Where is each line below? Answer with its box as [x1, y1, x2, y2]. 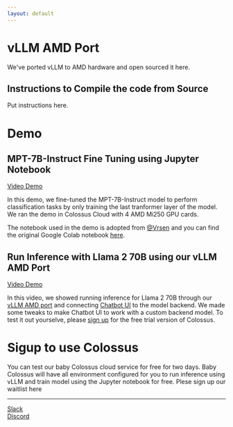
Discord [7, 412, 30, 421]
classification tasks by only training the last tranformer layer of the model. [7, 203, 218, 211]
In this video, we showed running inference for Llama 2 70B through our [7, 293, 213, 302]
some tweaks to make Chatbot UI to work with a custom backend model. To [7, 309, 223, 317]
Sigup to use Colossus [7, 340, 139, 356]
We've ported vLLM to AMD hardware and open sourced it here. [7, 63, 191, 71]
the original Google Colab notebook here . [7, 231, 126, 239]
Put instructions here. [7, 101, 69, 109]
